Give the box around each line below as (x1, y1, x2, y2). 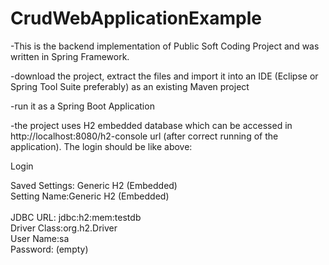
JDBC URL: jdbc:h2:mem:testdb (10, 211, 142, 223)
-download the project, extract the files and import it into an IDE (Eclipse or (10, 70, 319, 82)
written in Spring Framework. (10, 50, 130, 62)
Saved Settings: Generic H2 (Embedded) (10, 179, 178, 191)
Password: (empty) (10, 243, 89, 255)
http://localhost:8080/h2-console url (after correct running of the (10, 130, 279, 142)
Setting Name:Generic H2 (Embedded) (10, 190, 170, 202)
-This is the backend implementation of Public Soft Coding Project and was (10, 40, 320, 52)
